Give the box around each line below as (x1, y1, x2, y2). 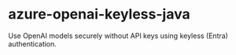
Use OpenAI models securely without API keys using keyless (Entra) (8, 31, 228, 40)
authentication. (8, 39, 57, 48)
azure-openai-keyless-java (8, 5, 190, 23)
